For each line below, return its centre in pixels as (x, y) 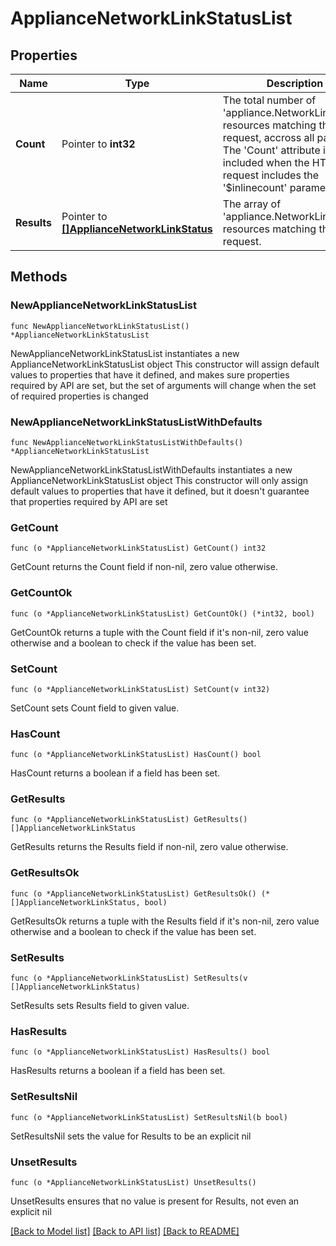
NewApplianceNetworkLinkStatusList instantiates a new (125, 353)
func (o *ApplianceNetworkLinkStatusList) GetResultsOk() (133, 893)
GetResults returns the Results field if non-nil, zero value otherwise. (149, 847)
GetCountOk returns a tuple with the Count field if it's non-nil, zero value (160, 632)
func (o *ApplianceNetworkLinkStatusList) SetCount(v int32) (140, 689)
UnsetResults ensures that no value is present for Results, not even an (155, 1201)
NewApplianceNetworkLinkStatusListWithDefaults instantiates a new (151, 469)
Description (295, 83)
